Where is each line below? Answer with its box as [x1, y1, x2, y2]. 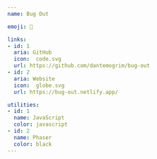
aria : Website [13, 75, 55, 82]
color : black [13, 141, 52, 148]
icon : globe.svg [13, 82, 65, 89]
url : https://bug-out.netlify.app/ [13, 88, 119, 95]
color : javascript [13, 121, 69, 128]
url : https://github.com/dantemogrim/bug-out [13, 62, 151, 69]
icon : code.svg [13, 56, 62, 63]
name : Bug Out [7, 10, 50, 18]
